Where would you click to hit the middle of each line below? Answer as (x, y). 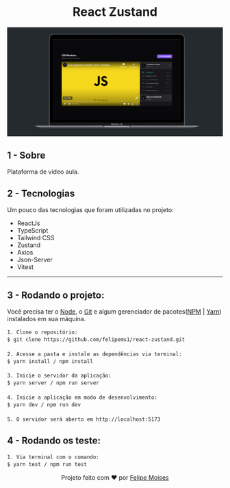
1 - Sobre (26, 155)
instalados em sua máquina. (47, 319)
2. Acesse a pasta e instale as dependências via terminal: (95, 354)
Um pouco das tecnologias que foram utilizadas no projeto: (91, 210)
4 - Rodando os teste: (54, 440)
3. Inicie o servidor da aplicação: (59, 376)
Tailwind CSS (36, 238)
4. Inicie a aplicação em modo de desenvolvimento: (82, 397)
